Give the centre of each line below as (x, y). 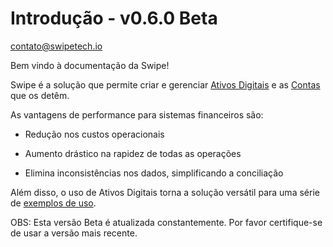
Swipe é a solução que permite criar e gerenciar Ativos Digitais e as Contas (165, 84)
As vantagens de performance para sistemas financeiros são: (137, 114)
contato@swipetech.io (56, 46)
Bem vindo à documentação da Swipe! (90, 65)
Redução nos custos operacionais (94, 134)
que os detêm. (40, 95)
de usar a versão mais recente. (74, 233)
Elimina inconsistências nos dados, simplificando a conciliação (154, 173)
